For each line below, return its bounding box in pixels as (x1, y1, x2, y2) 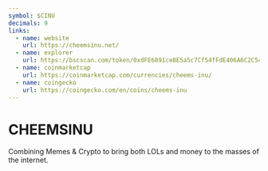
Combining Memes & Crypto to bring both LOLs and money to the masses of (8, 147, 259, 157)
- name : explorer (15, 49, 73, 57)
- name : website (15, 34, 69, 42)
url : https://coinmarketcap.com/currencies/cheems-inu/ (22, 71, 213, 79)
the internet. (8, 155, 49, 165)
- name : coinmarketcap (15, 64, 91, 72)
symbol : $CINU (8, 11, 56, 20)
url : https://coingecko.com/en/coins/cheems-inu (22, 85, 187, 94)
